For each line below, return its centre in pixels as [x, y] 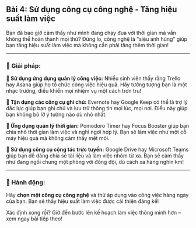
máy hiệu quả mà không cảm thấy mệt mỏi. [58, 138]
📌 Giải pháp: [23, 65]
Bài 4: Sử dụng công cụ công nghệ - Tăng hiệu [92, 10]
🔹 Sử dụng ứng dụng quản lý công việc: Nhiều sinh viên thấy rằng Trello [93, 79]
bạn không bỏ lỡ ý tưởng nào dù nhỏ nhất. [56, 115]
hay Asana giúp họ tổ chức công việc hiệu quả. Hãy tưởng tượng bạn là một [97, 85]
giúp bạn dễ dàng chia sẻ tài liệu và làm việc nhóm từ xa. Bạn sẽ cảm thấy [95, 156]
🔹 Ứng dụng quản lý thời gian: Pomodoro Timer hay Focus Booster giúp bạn [98, 126]
